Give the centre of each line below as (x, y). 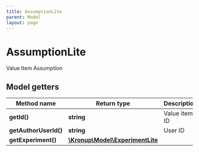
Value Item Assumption (34, 68)
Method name (36, 104)
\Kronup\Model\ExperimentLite (113, 140)
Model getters (33, 87)
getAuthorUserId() (36, 131)
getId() (19, 117)
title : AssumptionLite (34, 12)
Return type (113, 104)
